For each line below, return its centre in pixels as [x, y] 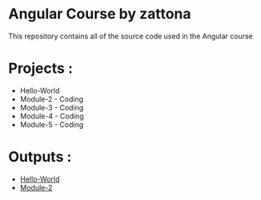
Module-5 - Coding [52, 124]
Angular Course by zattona [100, 14]
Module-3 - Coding [52, 107]
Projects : [41, 68]
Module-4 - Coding [52, 116]
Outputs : [40, 157]
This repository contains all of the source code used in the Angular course [131, 36]
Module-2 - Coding [52, 99]
